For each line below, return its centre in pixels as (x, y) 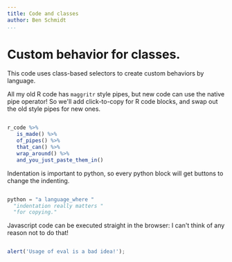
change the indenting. (38, 180)
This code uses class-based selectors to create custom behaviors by (106, 73)
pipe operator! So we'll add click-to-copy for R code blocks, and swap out (113, 102)
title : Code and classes (43, 14)
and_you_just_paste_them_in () (60, 160)
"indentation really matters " (59, 206)
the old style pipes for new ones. (54, 109)
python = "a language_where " (51, 199)
